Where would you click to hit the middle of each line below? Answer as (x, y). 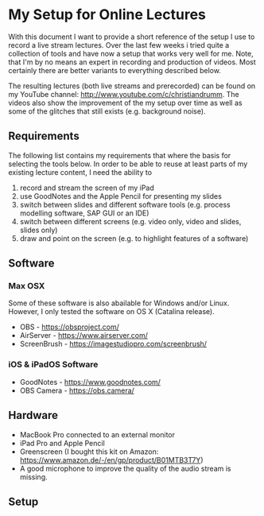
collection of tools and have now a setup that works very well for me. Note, (131, 53)
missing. (33, 477)
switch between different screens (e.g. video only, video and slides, (130, 221)
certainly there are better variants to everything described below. (115, 70)
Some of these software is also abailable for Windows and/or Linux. (119, 303)
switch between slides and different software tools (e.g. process (125, 204)
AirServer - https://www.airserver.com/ (84, 336)
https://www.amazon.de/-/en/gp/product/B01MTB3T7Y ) (111, 460)
